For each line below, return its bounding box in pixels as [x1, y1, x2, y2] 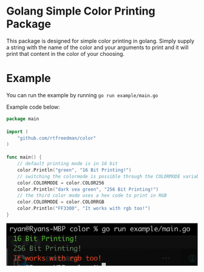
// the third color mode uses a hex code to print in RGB [17, 192, 167, 199]
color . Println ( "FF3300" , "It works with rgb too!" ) [17, 205, 151, 212]
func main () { [6, 154, 42, 160]
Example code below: [6, 103, 61, 110]
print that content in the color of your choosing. [6, 50, 125, 57]
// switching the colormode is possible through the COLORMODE [17, 173, 181, 180]
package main [6, 115, 39, 122]
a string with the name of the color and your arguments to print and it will [6, 44, 189, 51]
